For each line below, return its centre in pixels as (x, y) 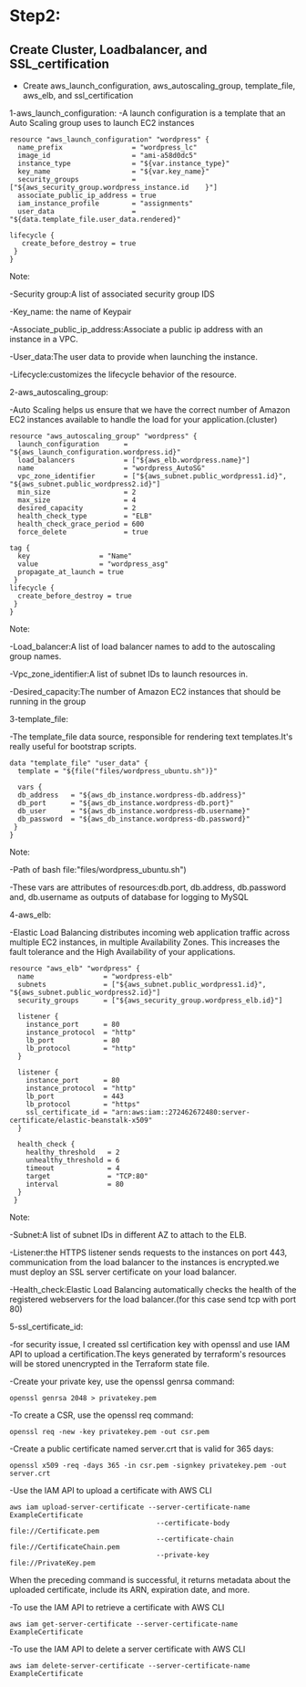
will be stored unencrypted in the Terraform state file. (109, 1364)
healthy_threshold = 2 (73, 1152)
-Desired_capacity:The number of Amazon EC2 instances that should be (145, 692)
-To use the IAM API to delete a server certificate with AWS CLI (127, 1649)
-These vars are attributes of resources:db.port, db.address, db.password (148, 887)
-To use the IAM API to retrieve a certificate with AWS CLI (117, 1607)
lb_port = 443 (75, 1096)
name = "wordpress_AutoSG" (112, 468)
